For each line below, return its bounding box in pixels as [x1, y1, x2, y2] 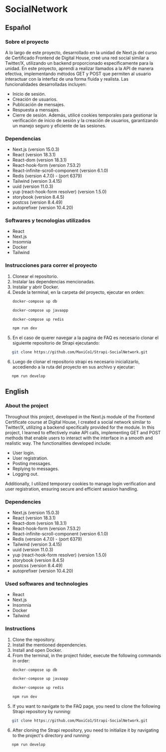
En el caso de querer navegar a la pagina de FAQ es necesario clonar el [12, 335, 159, 341]
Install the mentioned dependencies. [12, 641, 87, 648]
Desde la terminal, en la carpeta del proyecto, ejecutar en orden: [12, 289, 145, 295]
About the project [5, 402, 49, 409]
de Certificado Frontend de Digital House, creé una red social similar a [5, 55, 149, 61]
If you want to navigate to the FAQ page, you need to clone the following [12, 703, 161, 709]
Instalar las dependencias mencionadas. [12, 278, 95, 284]
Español [5, 23, 31, 32]
